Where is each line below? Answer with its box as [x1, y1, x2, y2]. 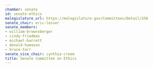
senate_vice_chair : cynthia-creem [5, 51, 75, 57]
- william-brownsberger [5, 29, 53, 34]
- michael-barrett [5, 38, 42, 43]
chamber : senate [5, 7, 38, 12]
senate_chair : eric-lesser [5, 20, 60, 25]
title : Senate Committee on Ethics [5, 56, 77, 61]
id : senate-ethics [5, 11, 42, 16]
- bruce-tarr [5, 47, 31, 52]
